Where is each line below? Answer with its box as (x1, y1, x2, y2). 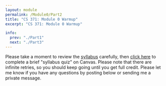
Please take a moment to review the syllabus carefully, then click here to (5, 53, 156, 59)
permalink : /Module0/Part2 (5, 12, 62, 17)
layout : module (5, 7, 37, 13)
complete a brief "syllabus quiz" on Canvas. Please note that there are (5, 59, 152, 65)
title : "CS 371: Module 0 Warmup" (5, 17, 78, 22)
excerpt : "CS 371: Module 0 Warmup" (5, 21, 82, 27)
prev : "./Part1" (10, 35, 44, 40)
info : (5, 31, 17, 36)
